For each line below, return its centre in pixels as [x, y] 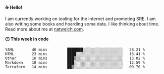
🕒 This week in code [27, 39]
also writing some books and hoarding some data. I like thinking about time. [82, 24]
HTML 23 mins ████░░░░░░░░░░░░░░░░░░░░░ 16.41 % [75, 54]
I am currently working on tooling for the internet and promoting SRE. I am [81, 19]
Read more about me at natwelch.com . [45, 29]
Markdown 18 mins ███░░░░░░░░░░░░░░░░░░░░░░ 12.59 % [75, 63]
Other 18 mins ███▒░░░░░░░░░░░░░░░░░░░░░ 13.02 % [75, 58]
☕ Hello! [14, 7]
